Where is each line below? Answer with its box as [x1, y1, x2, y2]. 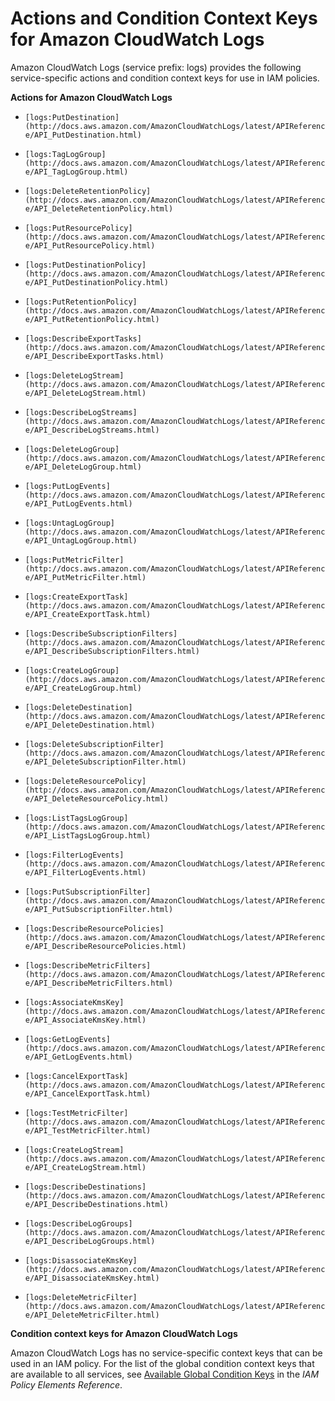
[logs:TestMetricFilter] [24, 1108, 129, 1118]
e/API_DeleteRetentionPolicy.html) [24, 203, 174, 214]
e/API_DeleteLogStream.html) [24, 388, 147, 398]
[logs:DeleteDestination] [24, 702, 133, 712]
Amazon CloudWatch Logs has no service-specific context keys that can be [10, 1347, 323, 1359]
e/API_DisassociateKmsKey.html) [24, 1273, 160, 1283]
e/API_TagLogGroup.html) [24, 167, 129, 177]
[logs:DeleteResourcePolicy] [24, 776, 147, 786]
